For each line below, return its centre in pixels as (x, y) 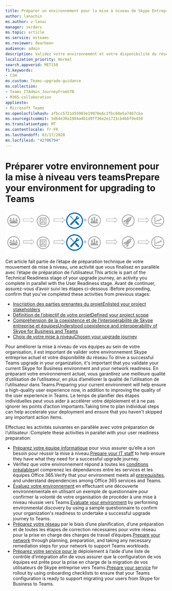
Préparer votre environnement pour (82, 166)
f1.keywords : (19, 70)
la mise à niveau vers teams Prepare (83, 177)
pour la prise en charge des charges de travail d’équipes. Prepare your (86, 535)
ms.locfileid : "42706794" (33, 140)
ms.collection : (21, 86)
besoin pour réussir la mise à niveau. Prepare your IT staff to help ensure (89, 453)
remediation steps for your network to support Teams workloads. (81, 546)
